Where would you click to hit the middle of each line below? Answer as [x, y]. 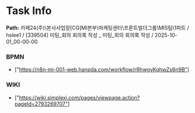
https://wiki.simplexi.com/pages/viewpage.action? [79, 97]
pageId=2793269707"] [42, 104]
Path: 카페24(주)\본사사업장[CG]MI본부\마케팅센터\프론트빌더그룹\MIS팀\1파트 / [98, 28]
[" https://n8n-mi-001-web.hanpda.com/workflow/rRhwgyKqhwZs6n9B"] [102, 70]
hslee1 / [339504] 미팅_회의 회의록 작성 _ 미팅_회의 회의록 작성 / [80, 35]
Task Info [29, 11]
